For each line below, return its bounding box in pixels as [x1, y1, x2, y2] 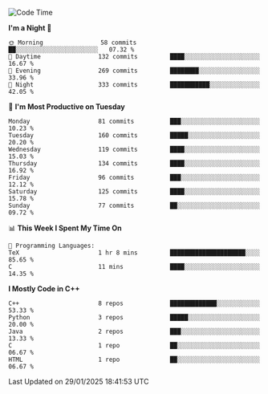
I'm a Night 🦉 [8, 23, 52, 32]
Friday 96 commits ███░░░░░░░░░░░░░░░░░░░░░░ [8, 173, 261, 181]
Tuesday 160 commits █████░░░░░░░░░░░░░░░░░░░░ [8, 132, 261, 140]
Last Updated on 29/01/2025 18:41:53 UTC [8, 377, 149, 386]
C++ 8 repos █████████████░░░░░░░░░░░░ [8, 299, 261, 307]
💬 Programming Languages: [8, 242, 95, 250]
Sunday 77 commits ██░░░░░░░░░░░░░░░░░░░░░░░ [8, 201, 261, 209]
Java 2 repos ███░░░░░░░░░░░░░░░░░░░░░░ [8, 327, 261, 335]
